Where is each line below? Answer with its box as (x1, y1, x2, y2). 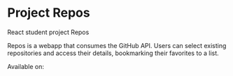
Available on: (7, 62, 44, 70)
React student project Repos (7, 28, 90, 36)
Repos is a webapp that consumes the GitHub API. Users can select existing (7, 41, 227, 50)
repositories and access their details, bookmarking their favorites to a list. (7, 49, 219, 57)
